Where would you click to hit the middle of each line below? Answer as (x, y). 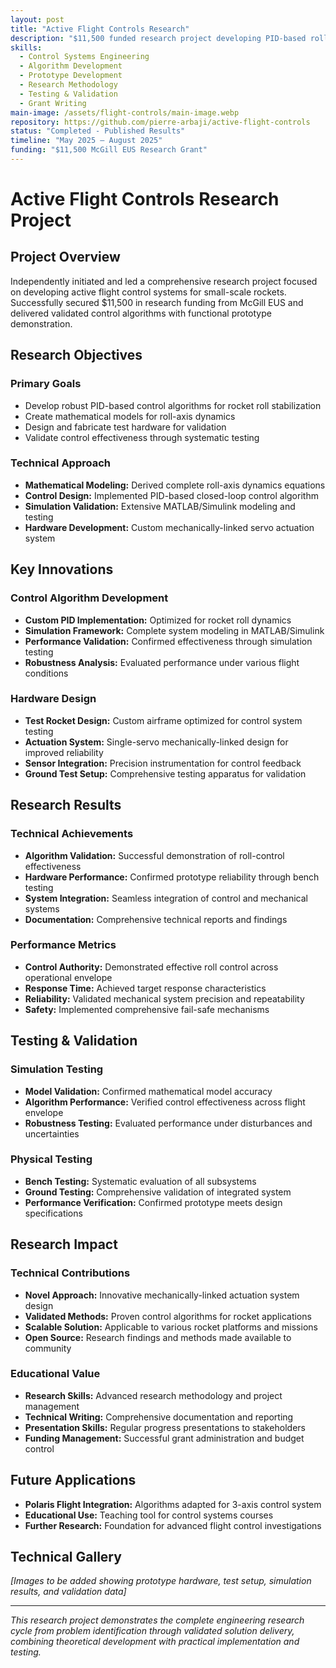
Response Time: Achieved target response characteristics (145, 988)
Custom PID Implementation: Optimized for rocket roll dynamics (158, 620)
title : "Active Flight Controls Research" (100, 29)
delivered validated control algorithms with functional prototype (141, 313)
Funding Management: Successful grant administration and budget (164, 1438)
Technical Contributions (70, 1273)
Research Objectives (76, 355)
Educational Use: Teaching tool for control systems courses (149, 1515)
